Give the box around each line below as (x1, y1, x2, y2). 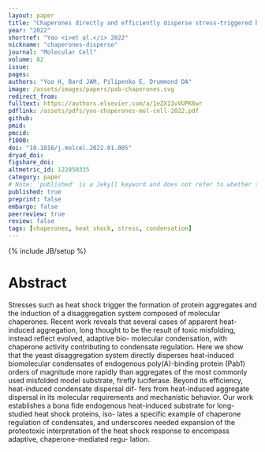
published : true (8, 187, 62, 196)
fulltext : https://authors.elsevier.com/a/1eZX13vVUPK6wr (8, 100, 203, 107)
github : (8, 115, 34, 122)
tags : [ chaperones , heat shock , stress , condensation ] (8, 224, 192, 233)
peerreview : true (8, 210, 65, 218)
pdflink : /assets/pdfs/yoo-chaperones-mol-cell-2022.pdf (8, 107, 200, 115)
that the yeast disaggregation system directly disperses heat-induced (8, 350, 234, 360)
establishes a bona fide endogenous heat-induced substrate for (8, 401, 215, 410)
